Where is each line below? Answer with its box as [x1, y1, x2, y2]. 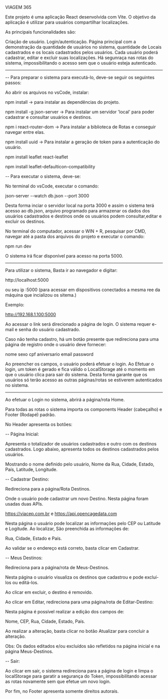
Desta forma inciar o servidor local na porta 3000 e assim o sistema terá [5, 202, 154, 208]
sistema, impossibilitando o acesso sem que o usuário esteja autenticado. [5, 60, 157, 66]
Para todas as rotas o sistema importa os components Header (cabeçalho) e [5, 406, 162, 412]
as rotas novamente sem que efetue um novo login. [5, 678, 111, 684]
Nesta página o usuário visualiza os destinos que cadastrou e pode [5, 574, 144, 580]
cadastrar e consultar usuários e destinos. [5, 114, 92, 120]
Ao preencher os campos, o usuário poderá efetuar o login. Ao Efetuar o [5, 361, 154, 367]
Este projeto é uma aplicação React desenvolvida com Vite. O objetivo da [5, 14, 156, 20]
